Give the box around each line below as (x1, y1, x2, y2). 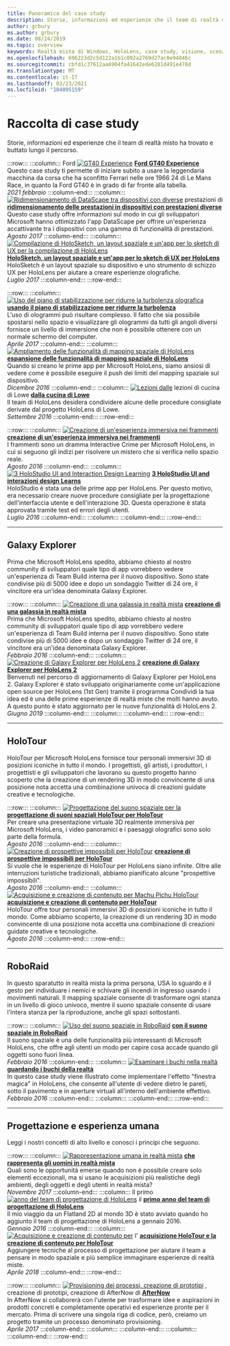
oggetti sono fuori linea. (7, 1050, 75, 1058)
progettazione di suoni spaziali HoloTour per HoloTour (7, 810, 164, 819)
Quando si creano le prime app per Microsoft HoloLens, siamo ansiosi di (7, 362, 211, 370)
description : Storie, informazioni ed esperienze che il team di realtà (7, 16, 219, 23)
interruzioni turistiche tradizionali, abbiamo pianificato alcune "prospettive (7, 869, 216, 877)
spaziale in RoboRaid (7, 1028, 68, 1036)
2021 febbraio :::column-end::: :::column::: (7, 188, 125, 197)
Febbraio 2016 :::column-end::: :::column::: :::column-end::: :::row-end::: (7, 1094, 209, 1102)
